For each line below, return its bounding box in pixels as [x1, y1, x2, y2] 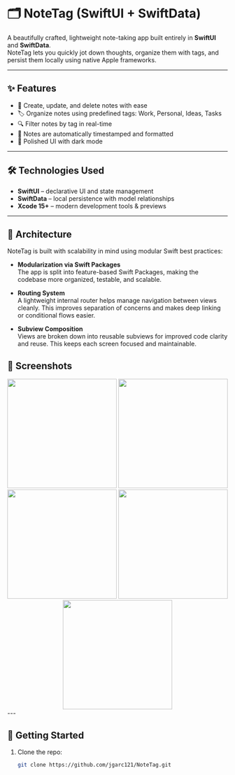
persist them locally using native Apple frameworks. [7, 55, 157, 64]
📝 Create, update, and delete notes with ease [17, 101, 148, 109]
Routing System [17, 289, 65, 297]
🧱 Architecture [7, 228, 72, 240]
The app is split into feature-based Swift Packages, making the [17, 268, 199, 276]
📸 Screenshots [7, 360, 73, 371]
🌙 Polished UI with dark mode [17, 137, 103, 145]
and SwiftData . [7, 41, 51, 49]
